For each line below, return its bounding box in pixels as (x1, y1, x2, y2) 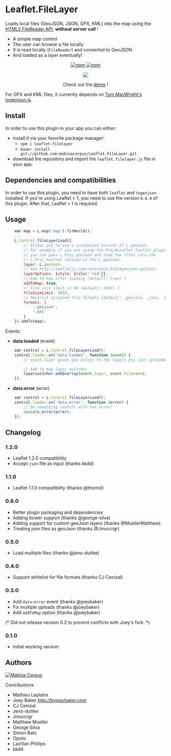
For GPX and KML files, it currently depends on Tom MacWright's (5, 91, 142, 97)
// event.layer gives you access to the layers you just (23, 357, 147, 362)
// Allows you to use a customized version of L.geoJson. (23, 243, 149, 248)
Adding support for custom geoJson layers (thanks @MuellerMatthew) (12, 520, 161, 526)
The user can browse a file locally (12, 41, 84, 47)
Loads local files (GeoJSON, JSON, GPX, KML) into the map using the (5, 20, 152, 27)
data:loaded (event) (12, 338, 55, 344)
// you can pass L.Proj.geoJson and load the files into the (23, 252, 156, 257)
